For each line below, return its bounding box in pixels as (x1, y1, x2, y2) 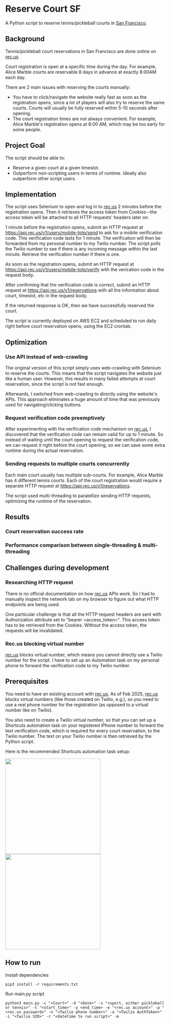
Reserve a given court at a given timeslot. (12, 164, 100, 170)
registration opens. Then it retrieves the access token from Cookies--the (5, 209, 157, 215)
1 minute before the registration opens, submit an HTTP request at (5, 224, 144, 231)
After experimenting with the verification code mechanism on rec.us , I (5, 426, 151, 432)
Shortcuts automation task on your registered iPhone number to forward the (5, 722, 164, 728)
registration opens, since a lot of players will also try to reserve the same (12, 99, 165, 105)
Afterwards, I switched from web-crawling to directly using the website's (5, 391, 157, 397)
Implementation (5, 190, 57, 198)
